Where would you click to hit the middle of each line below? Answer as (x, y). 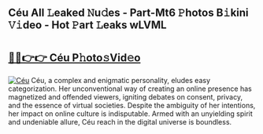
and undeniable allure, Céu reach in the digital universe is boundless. (120, 122)
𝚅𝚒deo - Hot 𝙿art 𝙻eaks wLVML (87, 25)
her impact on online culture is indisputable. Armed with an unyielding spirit (131, 114)
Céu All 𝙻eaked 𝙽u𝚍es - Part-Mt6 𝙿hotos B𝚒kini (129, 13)
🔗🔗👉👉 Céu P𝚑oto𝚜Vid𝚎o (74, 58)
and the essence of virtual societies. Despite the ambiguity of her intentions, (132, 105)
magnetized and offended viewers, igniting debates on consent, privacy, (125, 97)
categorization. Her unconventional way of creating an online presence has (130, 89)
